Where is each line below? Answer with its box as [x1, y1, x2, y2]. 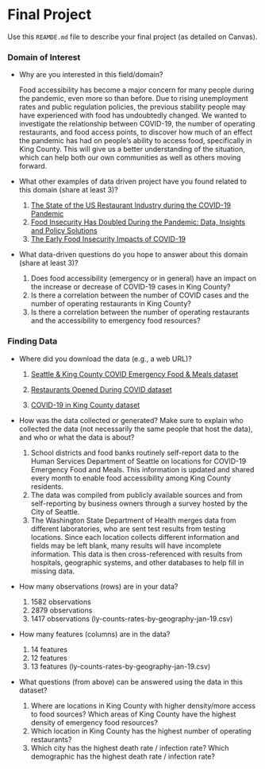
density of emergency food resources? [30, 717, 158, 727]
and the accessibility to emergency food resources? [30, 316, 201, 325]
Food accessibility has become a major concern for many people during [18, 85, 255, 95]
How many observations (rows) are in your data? [18, 581, 179, 591]
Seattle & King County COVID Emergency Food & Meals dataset [30, 369, 239, 379]
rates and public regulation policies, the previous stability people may [18, 102, 247, 112]
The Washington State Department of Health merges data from [30, 515, 236, 525]
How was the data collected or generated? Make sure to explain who [18, 415, 244, 425]
